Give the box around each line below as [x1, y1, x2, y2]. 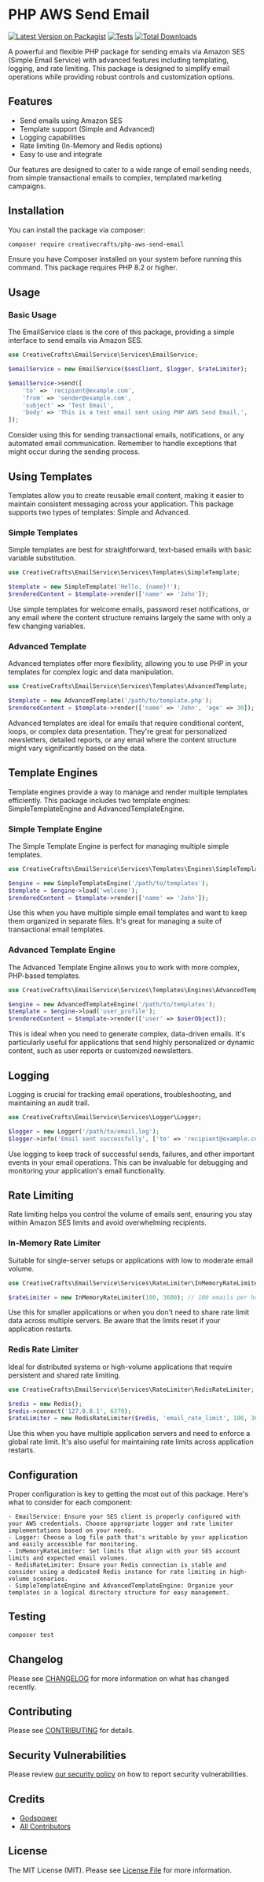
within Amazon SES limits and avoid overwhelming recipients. [8, 1218, 207, 1227]
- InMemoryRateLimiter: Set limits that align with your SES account [8, 1547, 241, 1556]
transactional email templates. [8, 924, 105, 935]
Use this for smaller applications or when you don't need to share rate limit [8, 1307, 250, 1317]
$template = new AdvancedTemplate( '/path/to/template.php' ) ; [8, 697, 213, 705]
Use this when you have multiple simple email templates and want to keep [8, 908, 247, 917]
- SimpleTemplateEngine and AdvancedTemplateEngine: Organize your [8, 1582, 234, 1590]
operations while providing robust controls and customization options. [8, 72, 235, 81]
